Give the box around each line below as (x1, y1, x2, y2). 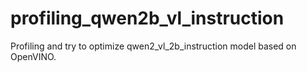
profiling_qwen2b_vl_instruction (10, 7, 285, 30)
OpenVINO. (10, 50, 57, 62)
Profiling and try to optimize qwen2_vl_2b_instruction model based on (10, 40, 297, 52)
